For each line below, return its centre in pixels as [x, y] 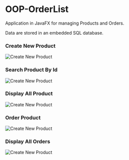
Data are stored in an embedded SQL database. [54, 33]
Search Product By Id [31, 70]
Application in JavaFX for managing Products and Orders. [65, 23]
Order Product [23, 117]
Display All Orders [28, 141]
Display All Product [29, 94]
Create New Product [30, 46]
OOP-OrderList [37, 9]
